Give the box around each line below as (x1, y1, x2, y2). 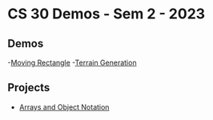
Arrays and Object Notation (18, 102, 110, 112)
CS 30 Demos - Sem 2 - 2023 (7, 5, 206, 23)
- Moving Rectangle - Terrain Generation (7, 58, 137, 67)
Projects (7, 81, 50, 94)
